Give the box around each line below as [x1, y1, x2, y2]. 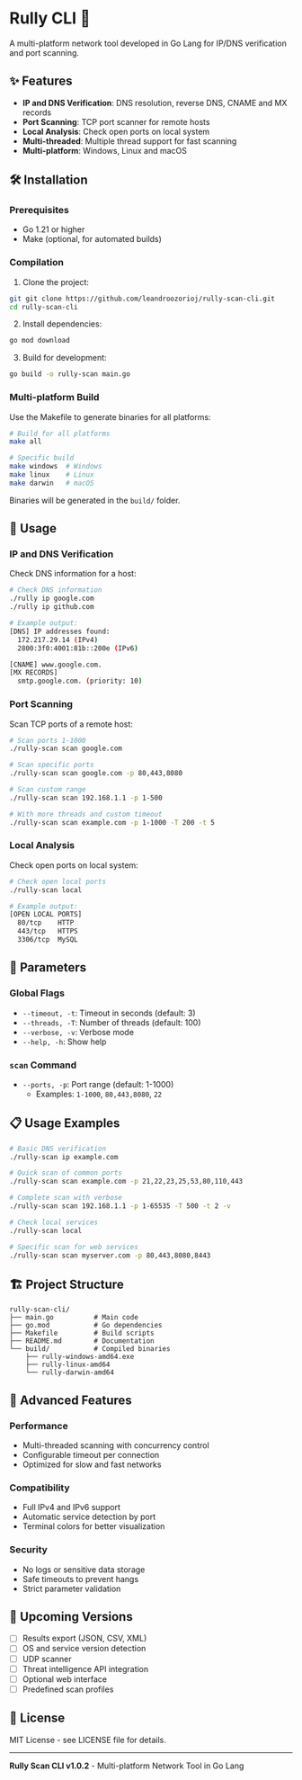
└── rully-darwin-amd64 [25, 1368, 115, 1377]
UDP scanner [22, 1653, 72, 1664]
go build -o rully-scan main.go [9, 370, 130, 379]
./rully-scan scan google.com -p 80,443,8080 [9, 769, 182, 778]
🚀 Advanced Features [9, 1392, 132, 1408]
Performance [9, 1419, 69, 1432]
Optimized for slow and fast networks [22, 1459, 162, 1470]
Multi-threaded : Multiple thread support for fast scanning [22, 135, 237, 147]
